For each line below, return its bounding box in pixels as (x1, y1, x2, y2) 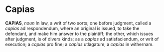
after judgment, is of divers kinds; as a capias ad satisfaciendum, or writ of (5, 36, 159, 42)
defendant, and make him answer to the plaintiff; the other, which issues (5, 30, 154, 36)
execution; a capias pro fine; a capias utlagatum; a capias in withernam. (5, 41, 154, 47)
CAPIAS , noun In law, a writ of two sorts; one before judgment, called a (5, 20, 152, 26)
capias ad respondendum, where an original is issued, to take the (5, 25, 140, 31)
